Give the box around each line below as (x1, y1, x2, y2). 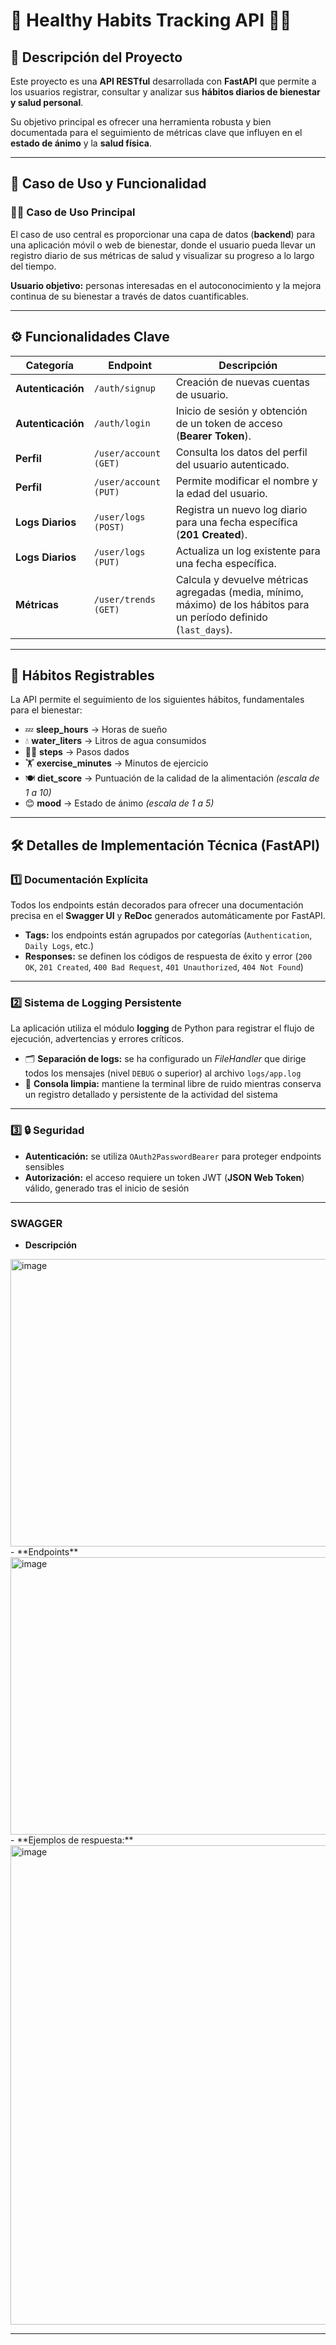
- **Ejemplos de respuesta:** (10, 1834, 134, 1846)
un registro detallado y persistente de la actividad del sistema (24, 1089, 278, 1101)
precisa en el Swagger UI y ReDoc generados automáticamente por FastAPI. (10, 910, 326, 921)
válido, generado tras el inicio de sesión (24, 1182, 190, 1194)
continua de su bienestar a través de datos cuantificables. (10, 290, 250, 302)
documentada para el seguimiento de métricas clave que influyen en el (10, 127, 303, 138)
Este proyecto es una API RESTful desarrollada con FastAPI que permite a (10, 75, 317, 87)
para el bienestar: (10, 704, 83, 716)
